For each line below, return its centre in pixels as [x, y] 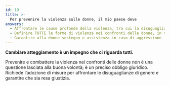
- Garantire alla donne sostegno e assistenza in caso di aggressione [86, 38]
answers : [14, 24]
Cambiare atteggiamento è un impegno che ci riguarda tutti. [69, 52]
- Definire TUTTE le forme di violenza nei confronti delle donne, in [86, 33]
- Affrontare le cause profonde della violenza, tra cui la [74, 29]
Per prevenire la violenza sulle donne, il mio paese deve [73, 19]
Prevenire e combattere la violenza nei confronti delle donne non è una [79, 62]
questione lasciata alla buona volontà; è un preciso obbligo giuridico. [77, 67]
